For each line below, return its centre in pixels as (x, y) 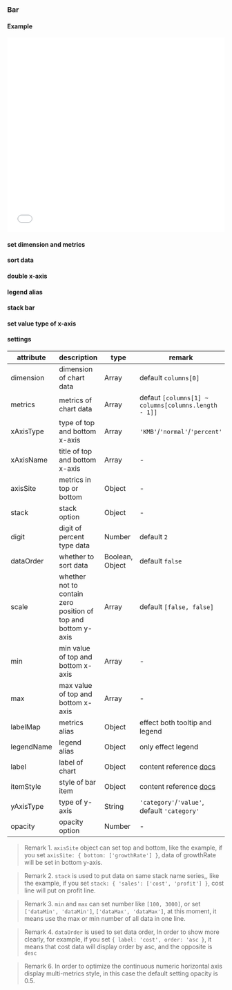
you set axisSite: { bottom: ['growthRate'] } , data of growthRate (120, 854)
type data (74, 545)
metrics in (75, 480)
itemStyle (26, 786)
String (114, 806)
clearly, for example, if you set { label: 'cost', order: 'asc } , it (118, 939)
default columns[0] (170, 377)
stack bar (21, 308)
